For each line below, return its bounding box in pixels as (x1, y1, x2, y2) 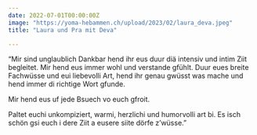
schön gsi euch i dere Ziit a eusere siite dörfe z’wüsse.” (8, 119, 186, 128)
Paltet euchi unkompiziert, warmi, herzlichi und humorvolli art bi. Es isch (8, 110, 241, 119)
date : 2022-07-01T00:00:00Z (8, 11, 100, 20)
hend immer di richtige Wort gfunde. (8, 79, 125, 89)
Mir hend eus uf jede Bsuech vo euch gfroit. (8, 95, 150, 104)
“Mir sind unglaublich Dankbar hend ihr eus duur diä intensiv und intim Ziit (8, 54, 248, 64)
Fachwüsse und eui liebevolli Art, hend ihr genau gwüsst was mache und (8, 71, 244, 81)
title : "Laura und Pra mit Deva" (8, 26, 118, 34)
